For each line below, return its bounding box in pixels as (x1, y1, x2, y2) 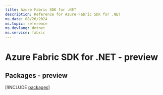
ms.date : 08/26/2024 (5, 16, 48, 21)
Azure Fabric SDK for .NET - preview (5, 51, 159, 63)
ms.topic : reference (5, 21, 48, 26)
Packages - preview (5, 71, 68, 80)
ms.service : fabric (5, 30, 46, 35)
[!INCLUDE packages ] (5, 85, 50, 90)
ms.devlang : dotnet (5, 26, 46, 31)
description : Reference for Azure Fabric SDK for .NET (5, 12, 121, 17)
